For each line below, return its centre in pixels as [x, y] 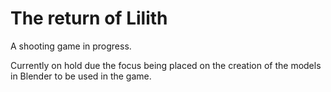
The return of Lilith [89, 18]
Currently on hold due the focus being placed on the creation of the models [166, 65]
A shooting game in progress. [71, 46]
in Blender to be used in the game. [81, 76]
